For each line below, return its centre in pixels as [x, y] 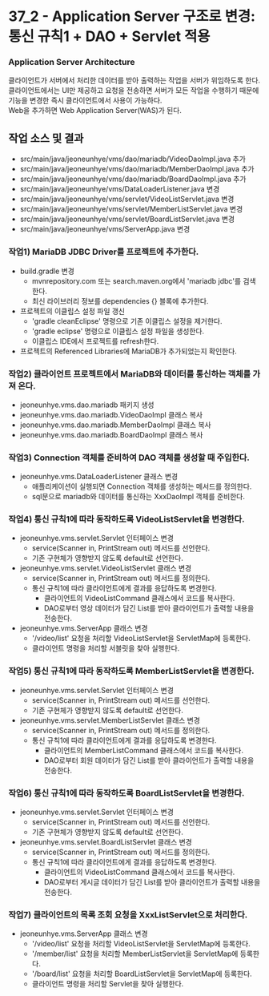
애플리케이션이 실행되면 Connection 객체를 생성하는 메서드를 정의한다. [142, 486]
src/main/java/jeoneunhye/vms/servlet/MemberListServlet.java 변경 [131, 209]
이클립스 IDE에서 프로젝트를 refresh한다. [95, 341]
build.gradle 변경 [47, 271]
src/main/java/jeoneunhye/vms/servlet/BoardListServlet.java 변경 [127, 219]
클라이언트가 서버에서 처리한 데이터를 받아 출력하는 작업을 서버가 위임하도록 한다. [134, 80]
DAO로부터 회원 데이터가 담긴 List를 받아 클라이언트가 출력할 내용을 [149, 760]
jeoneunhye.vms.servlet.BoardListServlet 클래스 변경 [106, 842]
